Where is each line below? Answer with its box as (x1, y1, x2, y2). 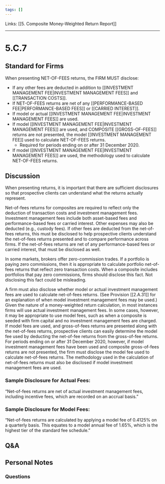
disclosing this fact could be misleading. (5, 277, 87, 283)
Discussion (5, 172, 40, 180)
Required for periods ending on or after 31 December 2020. (19, 142, 140, 148)
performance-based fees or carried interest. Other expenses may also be (5, 221, 154, 227)
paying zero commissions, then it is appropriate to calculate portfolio (5, 261, 144, 267)
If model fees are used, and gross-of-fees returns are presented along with (5, 323, 157, 329)
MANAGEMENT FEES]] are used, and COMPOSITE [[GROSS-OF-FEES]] (12, 126, 157, 132)
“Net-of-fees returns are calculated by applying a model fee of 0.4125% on (5, 417, 157, 423)
